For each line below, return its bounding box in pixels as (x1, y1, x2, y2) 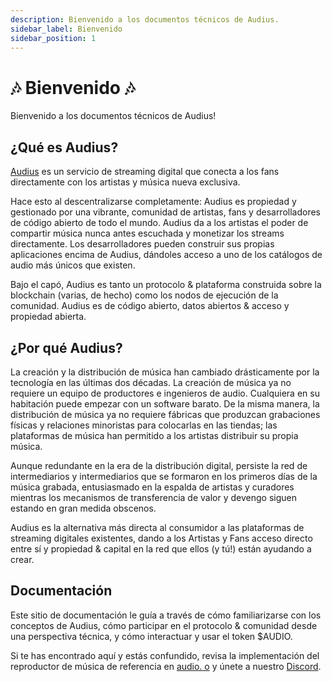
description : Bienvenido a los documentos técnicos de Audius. (10, 14, 280, 25)
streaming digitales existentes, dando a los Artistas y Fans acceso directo (10, 532, 313, 544)
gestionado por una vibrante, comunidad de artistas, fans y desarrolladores (10, 206, 322, 218)
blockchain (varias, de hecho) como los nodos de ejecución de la (10, 289, 279, 301)
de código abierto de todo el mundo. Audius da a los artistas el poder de (10, 217, 309, 229)
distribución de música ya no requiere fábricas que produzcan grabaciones (10, 408, 321, 420)
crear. (10, 553, 35, 565)
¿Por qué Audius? (10, 339, 123, 356)
